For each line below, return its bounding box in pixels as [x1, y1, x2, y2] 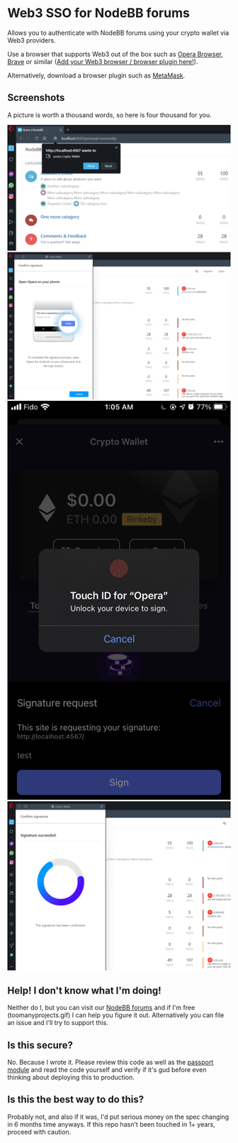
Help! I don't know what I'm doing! [7, 984, 161, 997]
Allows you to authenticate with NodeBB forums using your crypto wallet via [7, 28, 229, 37]
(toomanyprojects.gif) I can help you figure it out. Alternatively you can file [7, 1011, 225, 1019]
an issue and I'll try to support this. [7, 1019, 108, 1027]
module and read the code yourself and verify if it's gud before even [7, 1066, 207, 1074]
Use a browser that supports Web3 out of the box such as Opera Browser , [7, 50, 224, 58]
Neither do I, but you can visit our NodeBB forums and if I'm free [7, 1004, 195, 1012]
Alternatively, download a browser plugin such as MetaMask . [7, 71, 186, 80]
